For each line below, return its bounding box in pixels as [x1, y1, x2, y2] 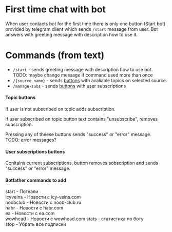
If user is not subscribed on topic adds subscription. [5, 106, 116, 112]
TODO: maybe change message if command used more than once [12, 72, 153, 78]
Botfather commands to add [5, 177, 67, 183]
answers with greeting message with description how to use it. [5, 31, 138, 37]
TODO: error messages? [5, 137, 56, 143]
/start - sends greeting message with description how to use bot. [12, 66, 153, 72]
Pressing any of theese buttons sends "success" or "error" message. [5, 131, 151, 138]
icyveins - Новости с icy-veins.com [5, 194, 81, 200]
